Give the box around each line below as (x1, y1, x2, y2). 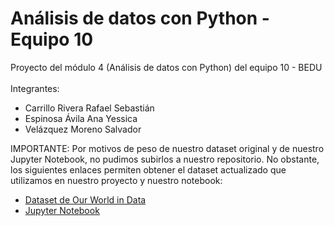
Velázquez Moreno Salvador (24, 123, 142, 135)
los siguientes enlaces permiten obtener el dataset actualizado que (10, 163, 287, 176)
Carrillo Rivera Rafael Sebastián (24, 102, 155, 114)
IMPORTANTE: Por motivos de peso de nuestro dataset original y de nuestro (10, 142, 325, 154)
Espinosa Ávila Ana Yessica (24, 112, 138, 124)
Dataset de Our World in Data (24, 193, 147, 206)
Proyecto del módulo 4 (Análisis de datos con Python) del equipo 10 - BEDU (10, 61, 323, 73)
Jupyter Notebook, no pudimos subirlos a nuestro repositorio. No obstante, (10, 153, 320, 165)
